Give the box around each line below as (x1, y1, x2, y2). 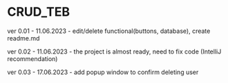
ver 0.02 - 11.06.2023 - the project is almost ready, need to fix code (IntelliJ (7, 47, 222, 56)
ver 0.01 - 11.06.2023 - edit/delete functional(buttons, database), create (7, 27, 211, 35)
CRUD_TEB (7, 4, 70, 20)
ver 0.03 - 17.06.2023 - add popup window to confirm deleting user (7, 68, 199, 76)
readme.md (7, 34, 40, 42)
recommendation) (7, 54, 58, 62)
